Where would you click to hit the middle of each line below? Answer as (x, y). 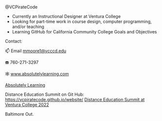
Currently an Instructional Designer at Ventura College (66, 16)
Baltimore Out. (19, 114)
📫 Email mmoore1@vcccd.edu (36, 51)
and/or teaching (28, 27)
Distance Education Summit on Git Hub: (45, 94)
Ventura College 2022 (27, 105)
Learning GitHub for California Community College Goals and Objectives (84, 32)
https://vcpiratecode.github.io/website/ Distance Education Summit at (75, 99)
